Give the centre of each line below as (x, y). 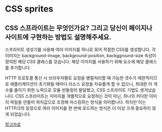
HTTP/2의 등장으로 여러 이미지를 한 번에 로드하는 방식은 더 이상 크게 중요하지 (78, 108)
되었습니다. (21, 114)
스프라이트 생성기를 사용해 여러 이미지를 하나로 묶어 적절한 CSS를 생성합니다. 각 (81, 50)
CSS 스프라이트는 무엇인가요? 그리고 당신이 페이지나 (79, 28)
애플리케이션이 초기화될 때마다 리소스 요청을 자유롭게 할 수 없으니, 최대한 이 (81, 84)
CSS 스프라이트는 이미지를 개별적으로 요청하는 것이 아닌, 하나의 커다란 (81, 96)
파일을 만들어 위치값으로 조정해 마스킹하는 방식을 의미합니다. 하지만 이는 (78, 102)
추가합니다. (21, 68)
